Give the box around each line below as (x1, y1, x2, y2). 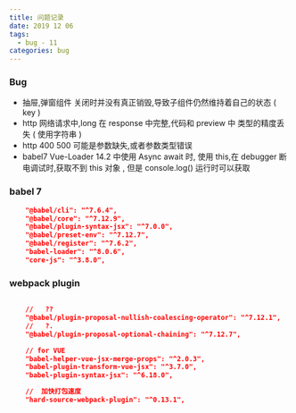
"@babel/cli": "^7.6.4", (25, 206, 118, 215)
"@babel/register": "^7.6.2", (25, 239, 138, 249)
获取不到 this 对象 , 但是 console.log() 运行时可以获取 (55, 163, 251, 173)
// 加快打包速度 (25, 387, 82, 396)
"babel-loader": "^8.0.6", (25, 248, 126, 257)
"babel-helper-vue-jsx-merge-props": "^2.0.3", (25, 354, 205, 363)
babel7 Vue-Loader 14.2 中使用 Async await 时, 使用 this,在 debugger (21, 151, 277, 162)
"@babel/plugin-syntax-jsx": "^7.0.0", (25, 223, 174, 232)
